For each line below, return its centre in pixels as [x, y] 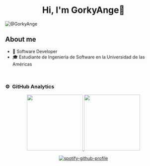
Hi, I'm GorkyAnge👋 [83, 10]
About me [21, 39]
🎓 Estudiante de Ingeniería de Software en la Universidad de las [78, 57]
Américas [22, 64]
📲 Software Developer [35, 51]
